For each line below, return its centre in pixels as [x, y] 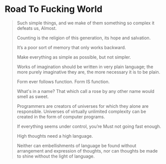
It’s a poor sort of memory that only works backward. [71, 47]
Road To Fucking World [54, 9]
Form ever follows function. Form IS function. [63, 82]
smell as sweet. [33, 96]
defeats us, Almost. [37, 28]
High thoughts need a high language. [55, 136]
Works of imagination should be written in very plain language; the [85, 67]
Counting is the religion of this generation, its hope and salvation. [84, 38]
